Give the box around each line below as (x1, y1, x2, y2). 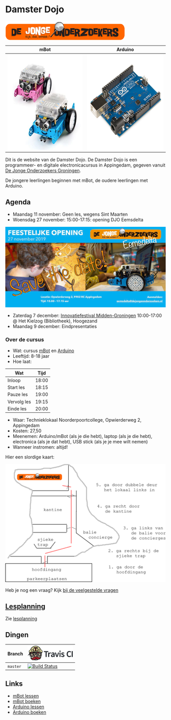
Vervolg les (7, 399, 32, 405)
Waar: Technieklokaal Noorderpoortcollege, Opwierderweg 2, (12, 417, 141, 423)
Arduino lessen (12, 704, 45, 710)
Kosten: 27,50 (12, 428, 42, 434)
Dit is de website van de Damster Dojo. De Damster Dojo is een (5, 157, 137, 163)
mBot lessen (12, 693, 39, 699)
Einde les (7, 405, 27, 412)
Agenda (5, 198, 31, 206)
